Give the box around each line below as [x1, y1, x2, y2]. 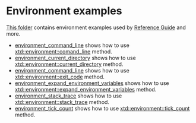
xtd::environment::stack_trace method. [14, 98, 110, 105]
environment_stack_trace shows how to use [14, 92, 122, 99]
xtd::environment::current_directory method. [14, 61, 124, 68]
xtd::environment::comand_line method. [14, 48, 112, 55]
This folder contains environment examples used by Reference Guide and [6, 24, 186, 31]
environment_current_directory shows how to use [14, 54, 137, 61]
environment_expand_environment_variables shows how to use [14, 79, 169, 87]
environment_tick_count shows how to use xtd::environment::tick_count [14, 105, 190, 112]
